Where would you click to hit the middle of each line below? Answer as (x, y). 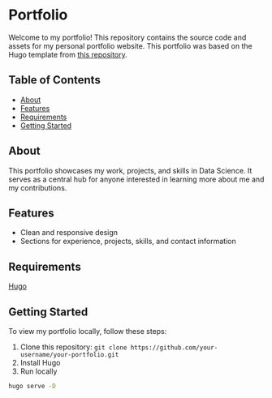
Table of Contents (55, 80)
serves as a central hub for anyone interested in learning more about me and (136, 179)
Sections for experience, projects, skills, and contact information (128, 242)
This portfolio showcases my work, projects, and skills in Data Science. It (130, 170)
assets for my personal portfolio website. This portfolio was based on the (131, 45)
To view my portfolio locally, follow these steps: (88, 331)
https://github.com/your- (174, 348)
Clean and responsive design (69, 233)
